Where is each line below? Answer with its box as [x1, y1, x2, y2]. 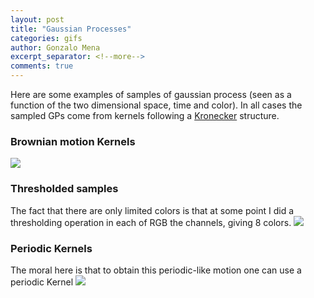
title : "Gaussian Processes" [10, 24, 132, 34]
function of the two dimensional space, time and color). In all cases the [10, 99, 303, 111]
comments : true [10, 61, 74, 71]
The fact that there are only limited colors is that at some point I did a [10, 204, 295, 216]
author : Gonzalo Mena [10, 42, 101, 53]
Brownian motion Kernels [10, 134, 136, 148]
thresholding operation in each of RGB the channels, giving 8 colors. [10, 216, 292, 228]
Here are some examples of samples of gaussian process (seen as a [10, 89, 292, 100]
